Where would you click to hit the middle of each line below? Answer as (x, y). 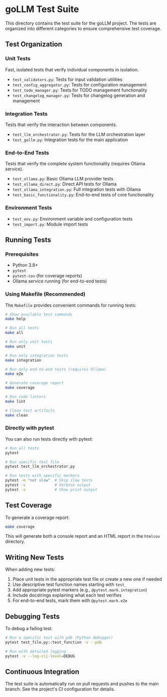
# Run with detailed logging (36, 651)
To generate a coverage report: (37, 517)
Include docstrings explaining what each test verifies (67, 595)
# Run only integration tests (37, 355)
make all (14, 333)
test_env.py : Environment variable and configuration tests (72, 219)
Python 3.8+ (25, 265)
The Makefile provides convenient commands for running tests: (71, 305)
